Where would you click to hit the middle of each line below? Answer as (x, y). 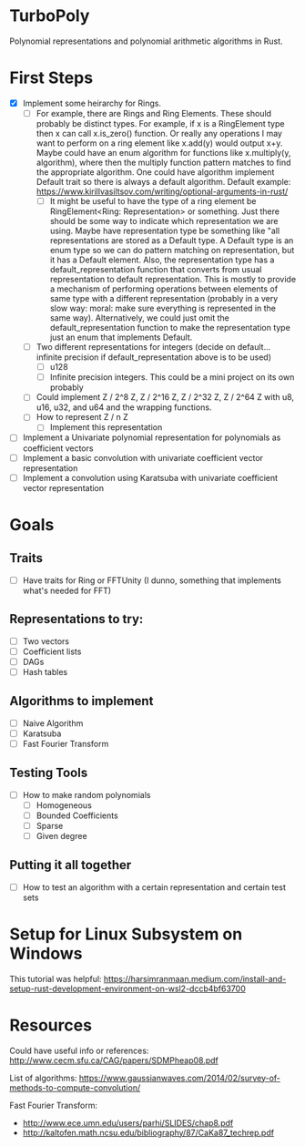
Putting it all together (71, 865)
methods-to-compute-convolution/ (75, 1087)
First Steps (51, 78)
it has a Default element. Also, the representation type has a (162, 260)
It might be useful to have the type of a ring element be (153, 201)
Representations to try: (76, 619)
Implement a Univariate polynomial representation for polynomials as (152, 437)
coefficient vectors (58, 448)
